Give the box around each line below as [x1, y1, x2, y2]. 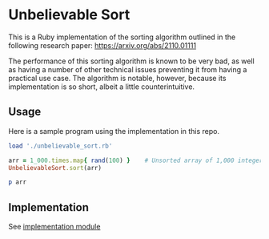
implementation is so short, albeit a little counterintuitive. [8, 82, 195, 91]
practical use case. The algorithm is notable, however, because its [8, 73, 227, 83]
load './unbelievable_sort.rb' [8, 142, 113, 150]
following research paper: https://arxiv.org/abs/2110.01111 [8, 40, 197, 50]
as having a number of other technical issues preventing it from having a [8, 64, 247, 74]
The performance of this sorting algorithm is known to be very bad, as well [8, 56, 255, 66]
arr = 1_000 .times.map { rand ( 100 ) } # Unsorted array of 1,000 [8, 156, 235, 164]
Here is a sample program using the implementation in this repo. [8, 126, 220, 136]
